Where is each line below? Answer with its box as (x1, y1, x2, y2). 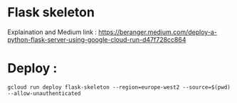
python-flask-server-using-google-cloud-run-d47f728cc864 (7, 35, 186, 43)
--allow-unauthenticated (7, 90, 81, 97)
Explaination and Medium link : (7, 28, 98, 36)
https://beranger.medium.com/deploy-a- (98, 28, 217, 36)
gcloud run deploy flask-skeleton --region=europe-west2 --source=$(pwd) (7, 83, 231, 91)
